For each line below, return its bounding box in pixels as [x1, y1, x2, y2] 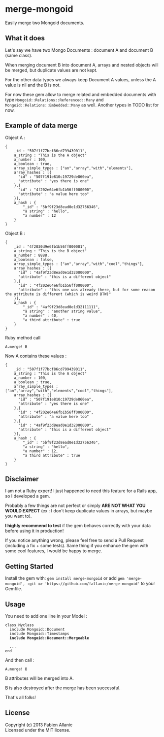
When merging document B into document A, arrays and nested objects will [5, 62, 159, 67]
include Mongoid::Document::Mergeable [9, 636, 90, 640]
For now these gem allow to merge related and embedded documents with [5, 91, 157, 97]
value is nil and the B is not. [5, 82, 61, 88]
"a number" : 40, [23, 313, 58, 318]
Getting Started [5, 562, 54, 570]
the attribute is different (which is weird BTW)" [5, 292, 111, 297]
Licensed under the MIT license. [5, 727, 70, 733]
